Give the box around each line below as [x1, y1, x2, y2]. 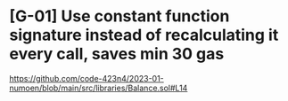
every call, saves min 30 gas [9, 44, 225, 64]
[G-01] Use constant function [9, 6, 230, 27]
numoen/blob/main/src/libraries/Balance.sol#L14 [9, 82, 188, 93]
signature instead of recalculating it [9, 25, 279, 45]
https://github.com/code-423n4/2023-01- [9, 73, 165, 83]
